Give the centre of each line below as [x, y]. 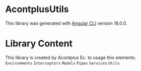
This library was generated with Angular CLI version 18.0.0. [66, 23]
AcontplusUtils [37, 9]
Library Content [39, 44]
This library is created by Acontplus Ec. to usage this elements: [70, 57]
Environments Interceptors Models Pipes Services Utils [62, 63]
